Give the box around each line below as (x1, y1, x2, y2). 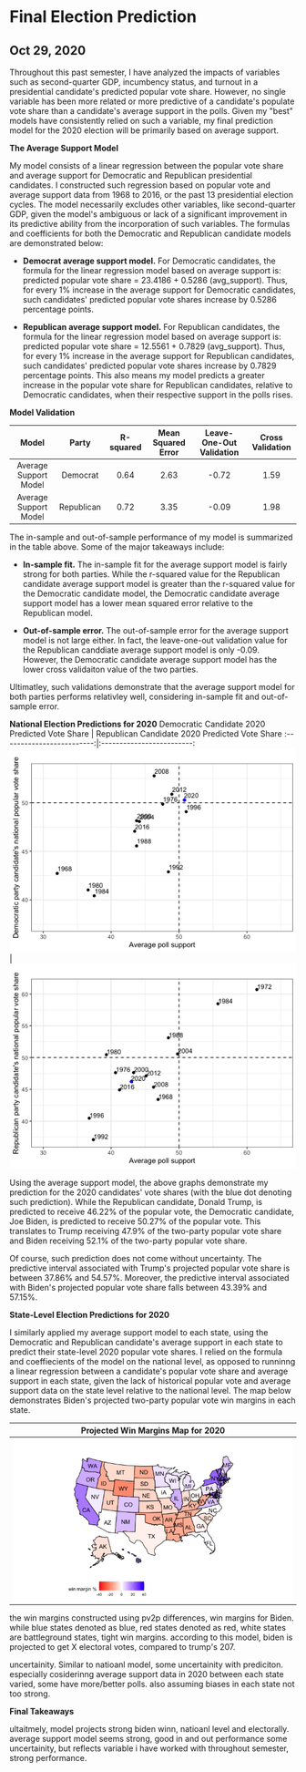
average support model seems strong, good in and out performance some (9, 1734, 288, 1745)
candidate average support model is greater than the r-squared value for (22, 578, 296, 589)
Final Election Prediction (9, 6, 198, 27)
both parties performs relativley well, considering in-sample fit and (9, 691, 260, 702)
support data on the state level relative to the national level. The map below (9, 1386, 291, 1396)
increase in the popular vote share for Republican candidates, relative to (22, 380, 293, 390)
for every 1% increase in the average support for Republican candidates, (22, 351, 295, 361)
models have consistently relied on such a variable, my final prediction (9, 116, 273, 126)
